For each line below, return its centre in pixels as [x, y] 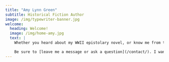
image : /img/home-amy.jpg [37, 33]
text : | [18, 38]
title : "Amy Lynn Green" [31, 10]
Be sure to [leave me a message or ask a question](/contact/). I [85, 52]
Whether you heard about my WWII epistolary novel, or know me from [88, 43]
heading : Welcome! [29, 29]
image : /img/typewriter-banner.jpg [43, 19]
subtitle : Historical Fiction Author [45, 15]
